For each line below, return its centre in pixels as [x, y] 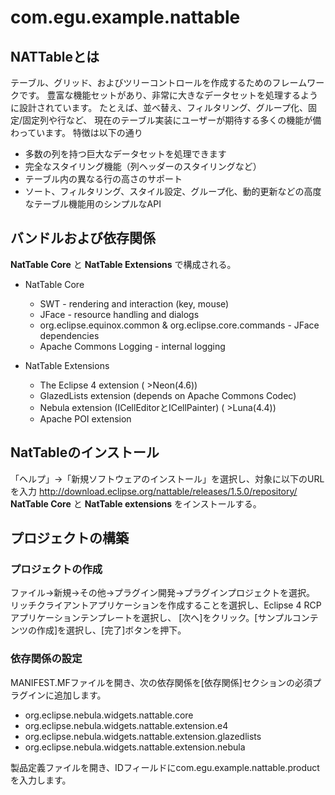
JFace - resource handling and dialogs [119, 314]
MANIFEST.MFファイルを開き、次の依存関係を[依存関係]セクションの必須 [161, 682]
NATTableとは [55, 56]
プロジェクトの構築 [69, 538]
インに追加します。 [67, 695]
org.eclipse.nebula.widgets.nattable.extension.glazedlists [143, 736]
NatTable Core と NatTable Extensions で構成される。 [123, 264]
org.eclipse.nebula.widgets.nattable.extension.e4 [126, 725]
